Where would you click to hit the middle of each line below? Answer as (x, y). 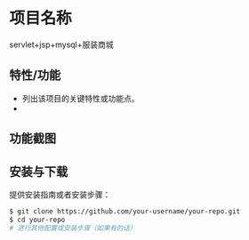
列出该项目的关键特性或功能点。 (80, 98)
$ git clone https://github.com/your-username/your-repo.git (125, 211)
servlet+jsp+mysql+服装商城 (61, 44)
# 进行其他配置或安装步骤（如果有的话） (73, 228)
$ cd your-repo (37, 220)
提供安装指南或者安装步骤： (60, 194)
